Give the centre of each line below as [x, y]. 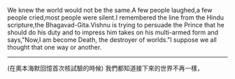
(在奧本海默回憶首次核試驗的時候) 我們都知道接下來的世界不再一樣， [106, 68]
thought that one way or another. [55, 47]
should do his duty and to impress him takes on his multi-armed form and [113, 32]
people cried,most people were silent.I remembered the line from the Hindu [116, 17]
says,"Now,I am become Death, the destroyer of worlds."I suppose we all [112, 40]
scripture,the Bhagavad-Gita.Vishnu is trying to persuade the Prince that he [116, 25]
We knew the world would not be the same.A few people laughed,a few [110, 10]
